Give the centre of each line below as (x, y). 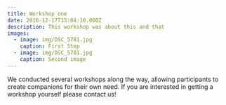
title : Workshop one (38, 14)
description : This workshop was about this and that (86, 27)
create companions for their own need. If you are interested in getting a (111, 86)
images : (19, 33)
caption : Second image (53, 59)
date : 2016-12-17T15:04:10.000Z (54, 20)
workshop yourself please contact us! (62, 94)
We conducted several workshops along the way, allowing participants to (113, 79)
